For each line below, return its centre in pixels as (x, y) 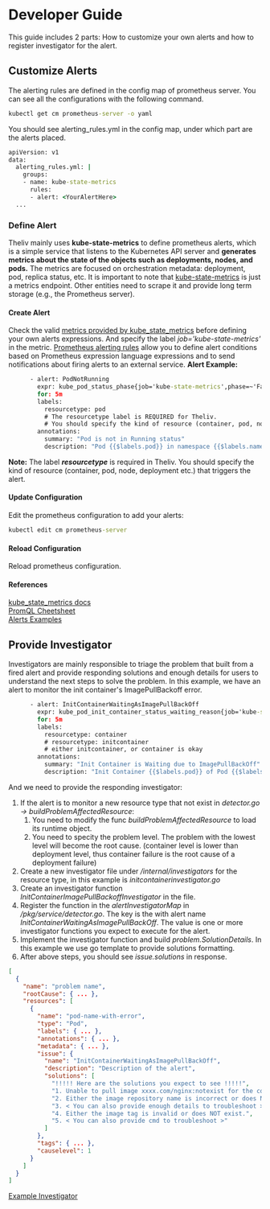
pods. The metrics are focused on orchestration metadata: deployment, (127, 268)
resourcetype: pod (75, 409)
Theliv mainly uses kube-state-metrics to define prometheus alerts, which (133, 242)
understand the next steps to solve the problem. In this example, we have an (135, 681)
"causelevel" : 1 (64, 1151)
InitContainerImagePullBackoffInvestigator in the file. (108, 896)
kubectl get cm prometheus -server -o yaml (80, 113)
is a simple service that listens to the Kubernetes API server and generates (133, 251)
